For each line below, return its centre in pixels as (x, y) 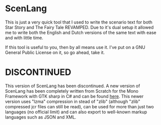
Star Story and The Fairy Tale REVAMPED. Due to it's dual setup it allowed (80, 27)
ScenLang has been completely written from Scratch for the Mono (72, 91)
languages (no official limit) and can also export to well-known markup (76, 112)
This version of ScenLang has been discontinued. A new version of (73, 86)
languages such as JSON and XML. (41, 117)
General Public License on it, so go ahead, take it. (55, 52)
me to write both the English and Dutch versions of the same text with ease (81, 32)
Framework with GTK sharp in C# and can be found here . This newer (74, 96)
